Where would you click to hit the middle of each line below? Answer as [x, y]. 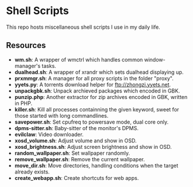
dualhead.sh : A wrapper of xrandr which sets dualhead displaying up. [99, 72]
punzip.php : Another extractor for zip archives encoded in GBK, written [101, 97]
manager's [27, 66]
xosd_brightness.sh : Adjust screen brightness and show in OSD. [93, 147]
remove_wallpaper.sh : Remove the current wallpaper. [80, 159]
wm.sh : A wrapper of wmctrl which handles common [79, 59]
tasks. [49, 66]
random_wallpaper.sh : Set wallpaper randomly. [72, 153]
